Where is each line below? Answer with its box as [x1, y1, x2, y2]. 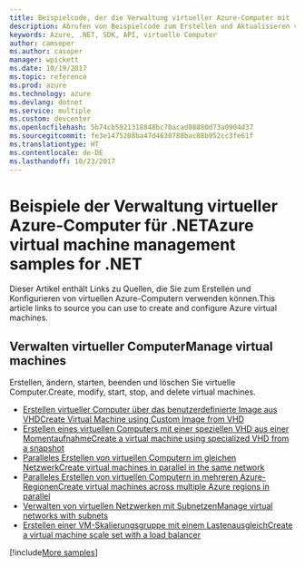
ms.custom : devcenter [9, 114, 92, 123]
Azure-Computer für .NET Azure [9, 215, 254, 236]
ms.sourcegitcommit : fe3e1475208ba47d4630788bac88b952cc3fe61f [9, 132, 254, 141]
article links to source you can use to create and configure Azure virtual [9, 303, 278, 314]
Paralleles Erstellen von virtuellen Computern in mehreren [22, 472, 239, 483]
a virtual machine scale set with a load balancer [22, 530, 202, 541]
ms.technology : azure [9, 89, 92, 98]
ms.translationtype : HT [9, 140, 100, 149]
